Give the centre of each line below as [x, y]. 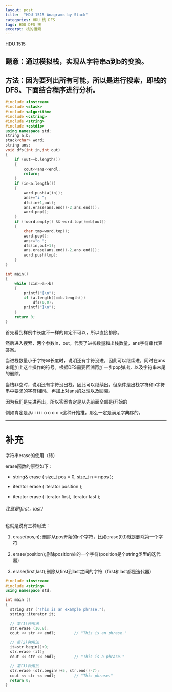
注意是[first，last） [25, 509]
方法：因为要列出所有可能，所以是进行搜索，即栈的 [86, 80]
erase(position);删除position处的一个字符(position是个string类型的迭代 [87, 554]
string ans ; [18, 145]
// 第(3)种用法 [25, 666]
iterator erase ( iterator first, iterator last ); [57, 496]
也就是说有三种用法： [28, 525]
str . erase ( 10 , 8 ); [30, 628]
